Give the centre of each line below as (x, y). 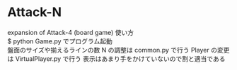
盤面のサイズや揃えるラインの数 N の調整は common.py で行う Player (109, 50)
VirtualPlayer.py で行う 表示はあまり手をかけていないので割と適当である (120, 58)
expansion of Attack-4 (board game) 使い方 (71, 32)
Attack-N (35, 12)
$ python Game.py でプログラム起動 (60, 41)
